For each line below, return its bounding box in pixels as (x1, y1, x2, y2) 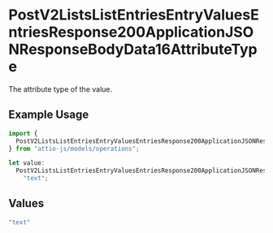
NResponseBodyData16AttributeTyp (8, 41, 258, 58)
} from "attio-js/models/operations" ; (8, 145, 140, 153)
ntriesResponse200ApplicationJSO (8, 23, 254, 41)
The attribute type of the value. (8, 84, 113, 94)
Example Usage (8, 108, 89, 122)
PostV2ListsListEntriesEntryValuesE (8, 6, 260, 24)
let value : (8, 159, 45, 167)
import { (8, 129, 38, 137)
